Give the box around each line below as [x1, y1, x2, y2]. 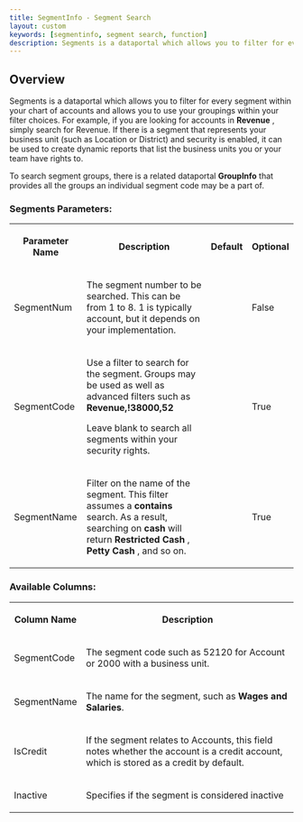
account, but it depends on [86, 313, 200, 325]
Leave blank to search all [86, 422, 192, 434]
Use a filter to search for [86, 357, 189, 370]
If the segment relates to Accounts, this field [85, 734, 273, 746]
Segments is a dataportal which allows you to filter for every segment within [9, 96, 291, 106]
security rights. [86, 444, 151, 457]
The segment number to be [86, 279, 202, 291]
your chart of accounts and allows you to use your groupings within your [9, 105, 280, 116]
